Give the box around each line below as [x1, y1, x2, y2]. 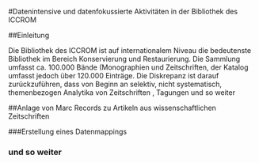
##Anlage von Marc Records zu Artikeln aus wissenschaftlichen [8, 103, 216, 112]
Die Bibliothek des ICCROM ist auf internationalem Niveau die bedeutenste [8, 46, 252, 55]
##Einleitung [8, 31, 50, 40]
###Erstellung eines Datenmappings [8, 127, 128, 136]
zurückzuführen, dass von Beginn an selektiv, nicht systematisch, [8, 79, 223, 89]
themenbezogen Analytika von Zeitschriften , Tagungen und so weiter [8, 88, 236, 97]
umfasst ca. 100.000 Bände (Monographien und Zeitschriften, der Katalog [8, 63, 249, 72]
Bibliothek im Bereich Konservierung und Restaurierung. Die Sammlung [8, 55, 241, 63]
